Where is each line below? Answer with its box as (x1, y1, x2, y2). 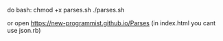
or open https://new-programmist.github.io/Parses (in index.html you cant (7, 19, 216, 27)
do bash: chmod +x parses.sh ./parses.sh (7, 6, 125, 14)
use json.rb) (7, 27, 41, 34)
